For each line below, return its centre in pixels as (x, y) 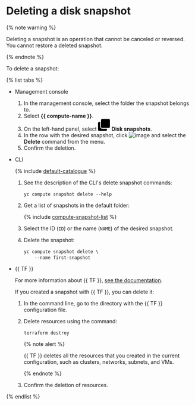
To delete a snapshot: (33, 68)
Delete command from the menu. (64, 141)
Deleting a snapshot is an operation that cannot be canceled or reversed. (96, 39)
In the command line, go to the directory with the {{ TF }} (93, 303)
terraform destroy (46, 333)
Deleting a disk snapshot (69, 11)
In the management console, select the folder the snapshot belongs (106, 103)
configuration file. (45, 310)
